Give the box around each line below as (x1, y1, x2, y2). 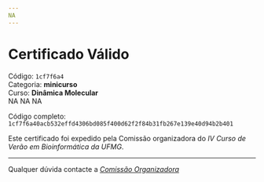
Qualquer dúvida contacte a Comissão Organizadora (8, 164, 179, 173)
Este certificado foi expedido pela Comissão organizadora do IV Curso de (8, 133, 246, 143)
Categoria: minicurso (8, 79, 78, 89)
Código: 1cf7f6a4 (8, 71, 64, 81)
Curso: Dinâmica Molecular (8, 88, 99, 97)
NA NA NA (8, 96, 42, 106)
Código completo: (8, 111, 67, 121)
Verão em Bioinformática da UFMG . (8, 142, 124, 151)
